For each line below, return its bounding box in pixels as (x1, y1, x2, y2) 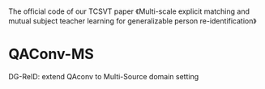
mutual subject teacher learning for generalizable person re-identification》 (8, 16, 257, 26)
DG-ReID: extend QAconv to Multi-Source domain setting (8, 71, 199, 81)
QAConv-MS (8, 45, 95, 63)
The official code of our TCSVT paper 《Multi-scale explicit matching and (8, 6, 250, 16)
